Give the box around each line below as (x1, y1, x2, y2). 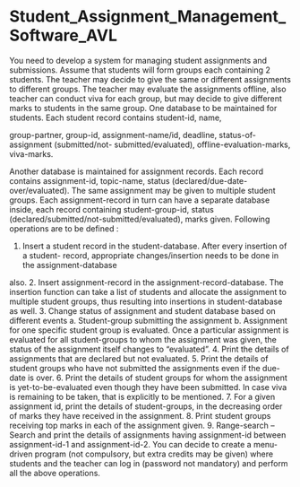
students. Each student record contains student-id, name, (9, 112, 222, 123)
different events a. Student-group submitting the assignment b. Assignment (9, 315, 288, 326)
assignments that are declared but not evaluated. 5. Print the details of (9, 352, 269, 364)
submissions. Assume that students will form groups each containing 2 (9, 65, 270, 75)
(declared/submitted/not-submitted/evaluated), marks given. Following (9, 213, 270, 224)
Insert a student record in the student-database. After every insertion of (21, 240, 287, 251)
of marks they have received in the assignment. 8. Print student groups (9, 410, 271, 421)
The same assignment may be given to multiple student (71, 185, 276, 196)
